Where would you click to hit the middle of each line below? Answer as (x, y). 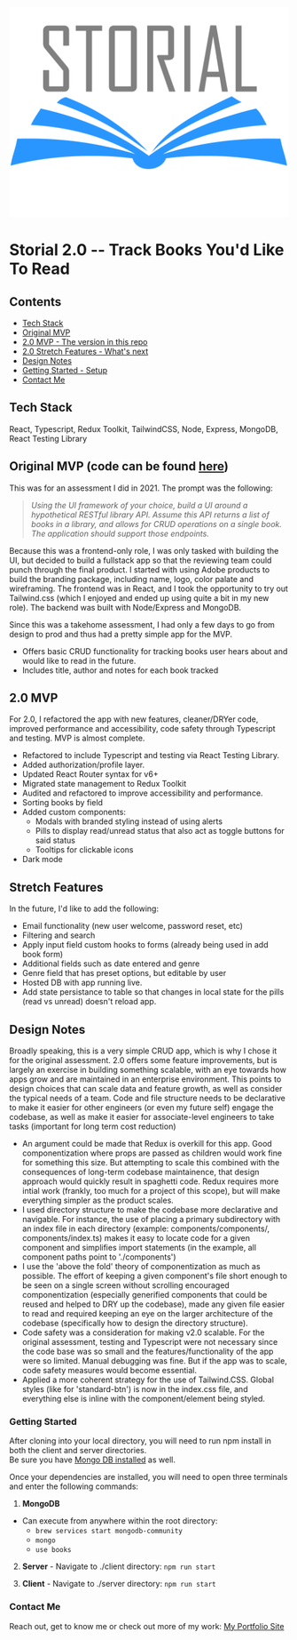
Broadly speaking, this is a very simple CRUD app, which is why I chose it (143, 1051)
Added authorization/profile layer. (83, 765)
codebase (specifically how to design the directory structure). (135, 1324)
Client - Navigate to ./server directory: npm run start (119, 1584)
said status (55, 840)
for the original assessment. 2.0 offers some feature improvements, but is (143, 1060)
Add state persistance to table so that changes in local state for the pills (153, 992)
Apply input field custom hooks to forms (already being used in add (145, 945)
